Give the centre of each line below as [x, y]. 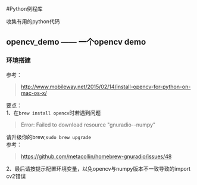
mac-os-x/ [34, 93]
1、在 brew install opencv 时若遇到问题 [54, 113]
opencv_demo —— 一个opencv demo [76, 42]
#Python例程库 [24, 9]
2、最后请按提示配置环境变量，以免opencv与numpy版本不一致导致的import [98, 168]
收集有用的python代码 [33, 21]
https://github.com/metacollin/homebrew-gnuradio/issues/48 [96, 156]
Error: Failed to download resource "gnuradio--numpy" [88, 125]
